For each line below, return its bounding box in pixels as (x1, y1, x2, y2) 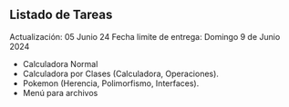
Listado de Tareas (9, 7, 113, 23)
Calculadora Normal (22, 58, 98, 69)
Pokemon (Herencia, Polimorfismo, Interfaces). (22, 77, 200, 89)
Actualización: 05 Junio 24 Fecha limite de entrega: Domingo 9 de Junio (9, 31, 281, 42)
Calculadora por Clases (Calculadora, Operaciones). (22, 68, 219, 79)
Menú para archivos (22, 87, 98, 98)
